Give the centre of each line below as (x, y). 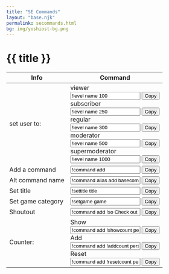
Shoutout (22, 212)
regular (81, 119)
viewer (80, 88)
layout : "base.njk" (31, 18)
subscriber (86, 104)
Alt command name (37, 180)
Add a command (33, 170)
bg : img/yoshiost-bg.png (37, 29)
